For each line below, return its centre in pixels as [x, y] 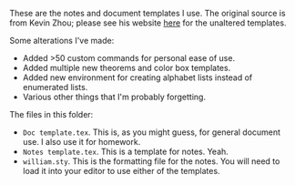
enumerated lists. [55, 87]
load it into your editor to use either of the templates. [121, 171]
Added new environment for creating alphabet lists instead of [137, 77]
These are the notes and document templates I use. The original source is [147, 13]
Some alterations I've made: [62, 41]
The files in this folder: [51, 114]
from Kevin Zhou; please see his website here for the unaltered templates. [148, 23]
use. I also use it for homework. [81, 142]
